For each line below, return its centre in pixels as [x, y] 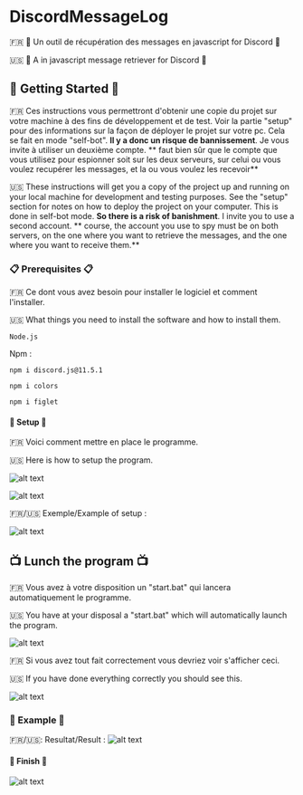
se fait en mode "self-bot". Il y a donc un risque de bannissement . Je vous [149, 140]
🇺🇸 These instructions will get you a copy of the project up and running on [150, 187]
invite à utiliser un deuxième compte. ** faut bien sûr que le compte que [143, 149]
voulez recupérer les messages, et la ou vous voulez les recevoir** [134, 168]
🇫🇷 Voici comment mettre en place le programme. [104, 442]
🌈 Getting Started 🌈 [64, 89]
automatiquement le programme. [71, 598]
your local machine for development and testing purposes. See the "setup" [149, 196]
